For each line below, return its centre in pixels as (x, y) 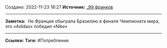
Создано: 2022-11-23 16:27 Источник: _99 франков (59, 7)
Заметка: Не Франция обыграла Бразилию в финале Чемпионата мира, (83, 21)
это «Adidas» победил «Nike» (37, 26)
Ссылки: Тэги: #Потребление (37, 40)
